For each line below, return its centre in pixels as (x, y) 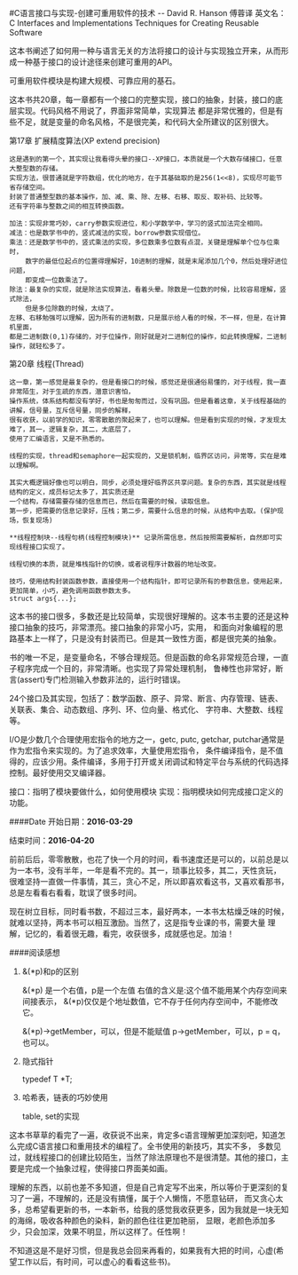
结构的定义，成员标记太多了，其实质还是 (72, 492)
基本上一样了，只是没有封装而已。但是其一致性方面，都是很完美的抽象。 (149, 638)
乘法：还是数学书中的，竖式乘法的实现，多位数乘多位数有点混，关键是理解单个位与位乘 (145, 242)
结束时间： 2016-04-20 (52, 840)
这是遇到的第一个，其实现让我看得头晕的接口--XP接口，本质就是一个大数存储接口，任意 (146, 159)
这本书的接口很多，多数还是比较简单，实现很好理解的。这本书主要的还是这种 (149, 616)
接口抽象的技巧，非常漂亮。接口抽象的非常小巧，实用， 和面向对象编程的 (142, 627)
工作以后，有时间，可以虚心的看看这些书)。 (96, 1262)
